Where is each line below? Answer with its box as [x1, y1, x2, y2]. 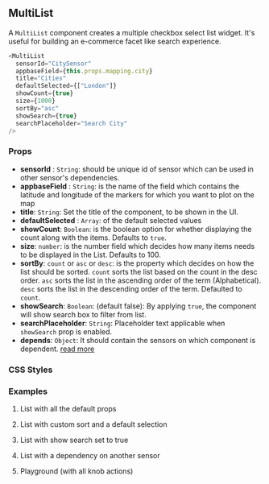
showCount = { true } [15, 89, 74, 97]
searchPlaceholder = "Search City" [15, 119, 128, 127]
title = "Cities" [15, 74, 67, 83]
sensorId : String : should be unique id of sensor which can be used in [19, 164, 254, 174]
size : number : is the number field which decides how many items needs [19, 241, 255, 250]
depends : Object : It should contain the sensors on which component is [19, 335, 256, 345]
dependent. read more [19, 344, 95, 354]
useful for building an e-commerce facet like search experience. [8, 36, 221, 46]
